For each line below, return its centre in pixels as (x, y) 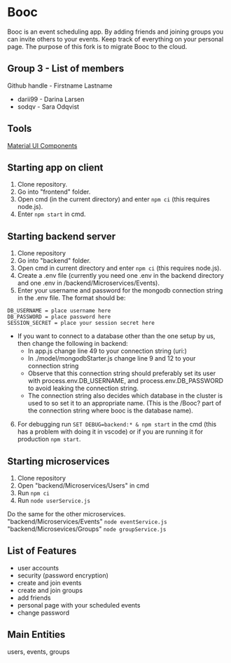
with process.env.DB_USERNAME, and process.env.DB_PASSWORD (126, 381)
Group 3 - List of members (66, 68)
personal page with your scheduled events (79, 605)
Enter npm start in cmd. (51, 214)
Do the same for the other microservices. (66, 514)
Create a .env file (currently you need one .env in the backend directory (120, 276)
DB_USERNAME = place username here (59, 311)
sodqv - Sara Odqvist (48, 107)
